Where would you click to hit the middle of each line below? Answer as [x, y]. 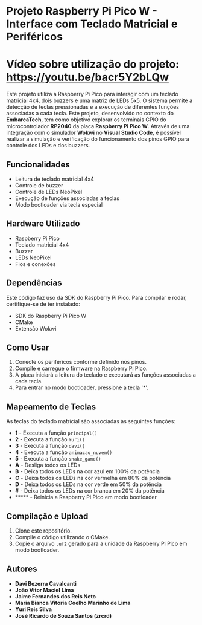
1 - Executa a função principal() [56, 433]
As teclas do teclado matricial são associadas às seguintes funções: [91, 421]
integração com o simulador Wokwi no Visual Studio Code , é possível [93, 133]
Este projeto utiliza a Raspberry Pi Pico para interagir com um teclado [93, 94]
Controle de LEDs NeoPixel [49, 192]
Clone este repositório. [43, 531]
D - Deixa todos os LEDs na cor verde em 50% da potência [88, 484]
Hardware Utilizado [43, 224]
